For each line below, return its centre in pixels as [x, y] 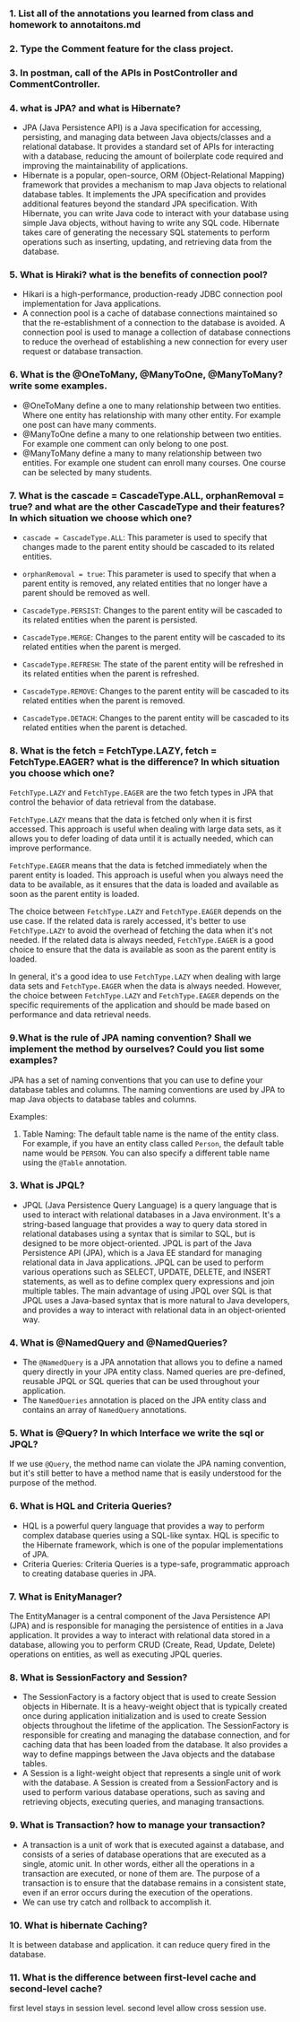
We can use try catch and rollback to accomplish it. [117, 1902]
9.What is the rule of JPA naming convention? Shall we [131, 1038]
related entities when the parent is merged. [102, 646]
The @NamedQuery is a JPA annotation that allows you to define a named [153, 1363]
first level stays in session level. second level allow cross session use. [138, 2009]
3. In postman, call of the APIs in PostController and [124, 73]
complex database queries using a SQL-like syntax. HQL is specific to [150, 1535]
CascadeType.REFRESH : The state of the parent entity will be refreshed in [153, 664]
